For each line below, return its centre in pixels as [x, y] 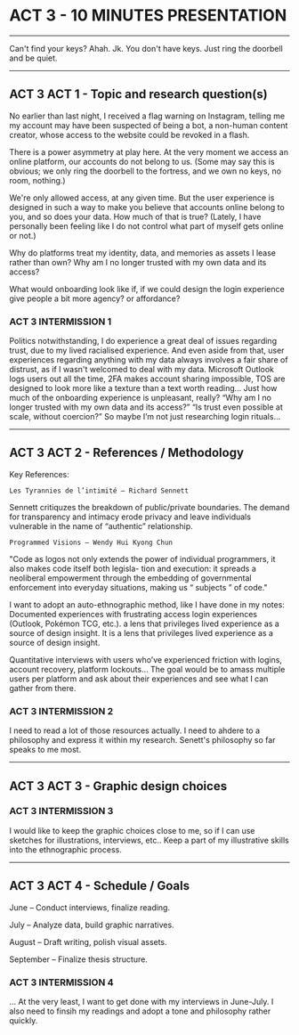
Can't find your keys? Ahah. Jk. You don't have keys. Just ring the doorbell [146, 48]
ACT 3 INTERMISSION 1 [61, 322]
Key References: [39, 474]
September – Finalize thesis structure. [79, 959]
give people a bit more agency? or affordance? [95, 298]
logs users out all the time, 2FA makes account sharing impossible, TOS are [147, 379]
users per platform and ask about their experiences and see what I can [139, 679]
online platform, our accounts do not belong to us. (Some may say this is [142, 161]
